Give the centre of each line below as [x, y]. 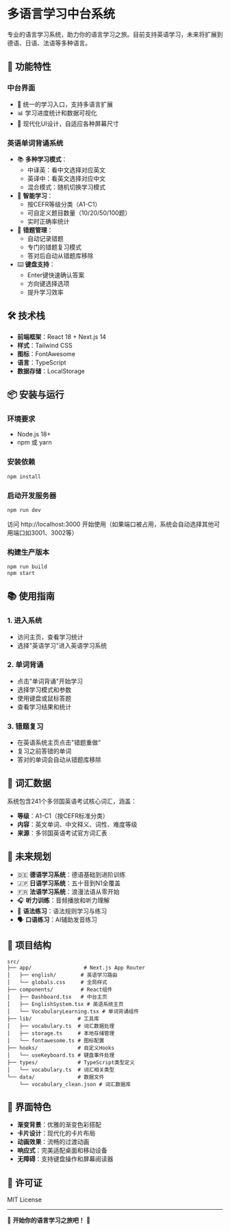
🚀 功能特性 [29, 67]
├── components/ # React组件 [60, 989]
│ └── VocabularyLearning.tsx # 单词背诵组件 [73, 1011]
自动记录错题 [45, 238]
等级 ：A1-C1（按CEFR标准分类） [63, 816]
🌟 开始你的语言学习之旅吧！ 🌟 [49, 1220]
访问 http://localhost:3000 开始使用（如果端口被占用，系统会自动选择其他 [111, 524]
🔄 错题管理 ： [35, 230]
